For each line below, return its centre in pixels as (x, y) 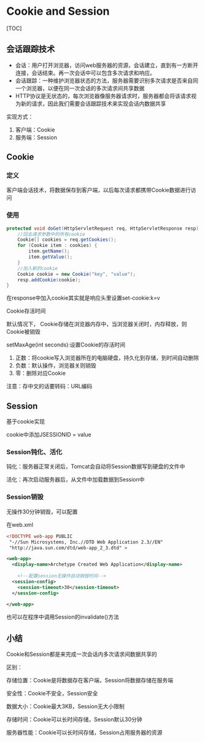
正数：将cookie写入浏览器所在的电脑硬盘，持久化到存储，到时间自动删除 (107, 358)
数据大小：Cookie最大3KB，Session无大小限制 (65, 706)
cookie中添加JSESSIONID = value (49, 435)
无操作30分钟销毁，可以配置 (42, 512)
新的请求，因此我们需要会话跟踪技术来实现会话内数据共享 (93, 103)
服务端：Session (36, 137)
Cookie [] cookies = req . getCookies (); (67, 240)
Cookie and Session (58, 11)
